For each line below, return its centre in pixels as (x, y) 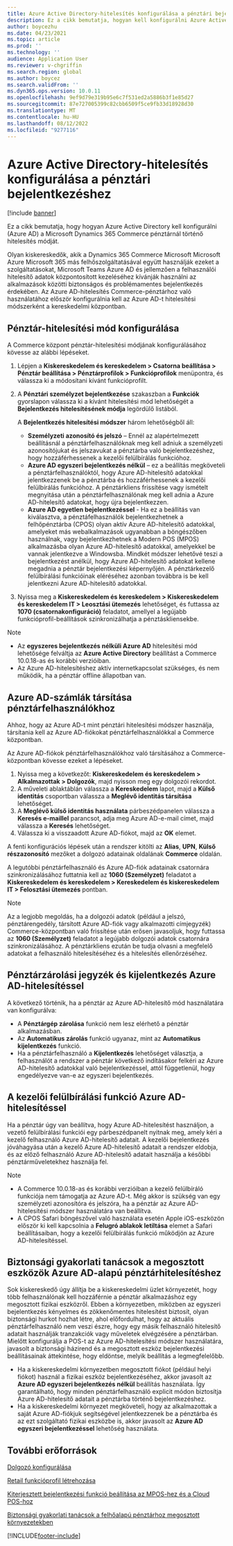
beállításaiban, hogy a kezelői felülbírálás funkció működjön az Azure (116, 1233)
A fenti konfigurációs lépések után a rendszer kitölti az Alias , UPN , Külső (112, 846)
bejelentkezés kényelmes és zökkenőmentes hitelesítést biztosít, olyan (108, 1312)
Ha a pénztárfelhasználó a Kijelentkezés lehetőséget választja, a (110, 1053)
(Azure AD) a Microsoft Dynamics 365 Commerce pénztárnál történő (105, 234)
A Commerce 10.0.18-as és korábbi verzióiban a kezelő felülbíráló (110, 1188)
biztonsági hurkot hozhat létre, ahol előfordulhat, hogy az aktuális (101, 1319)
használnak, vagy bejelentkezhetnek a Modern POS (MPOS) (113, 539)
